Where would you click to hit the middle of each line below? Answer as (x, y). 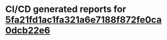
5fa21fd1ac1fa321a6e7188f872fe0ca (83, 20)
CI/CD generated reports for (66, 9)
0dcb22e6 (28, 30)
